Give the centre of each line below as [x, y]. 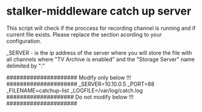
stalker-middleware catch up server [99, 11]
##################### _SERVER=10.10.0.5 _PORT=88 [81, 84]
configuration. [24, 41]
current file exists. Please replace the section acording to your [84, 34]
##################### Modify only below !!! [69, 77]
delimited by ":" [26, 66]
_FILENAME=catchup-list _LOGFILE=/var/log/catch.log [75, 90]
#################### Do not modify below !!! [70, 97]
